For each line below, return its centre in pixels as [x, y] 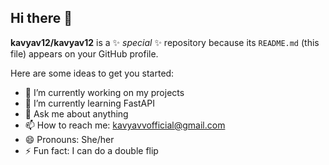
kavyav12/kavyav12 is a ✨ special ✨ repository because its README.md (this [165, 42]
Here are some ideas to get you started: [92, 73]
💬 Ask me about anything [76, 113]
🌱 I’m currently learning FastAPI [89, 103]
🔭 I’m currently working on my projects [104, 92]
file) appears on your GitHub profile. [84, 53]
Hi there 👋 [41, 18]
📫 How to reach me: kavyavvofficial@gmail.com [125, 125]
